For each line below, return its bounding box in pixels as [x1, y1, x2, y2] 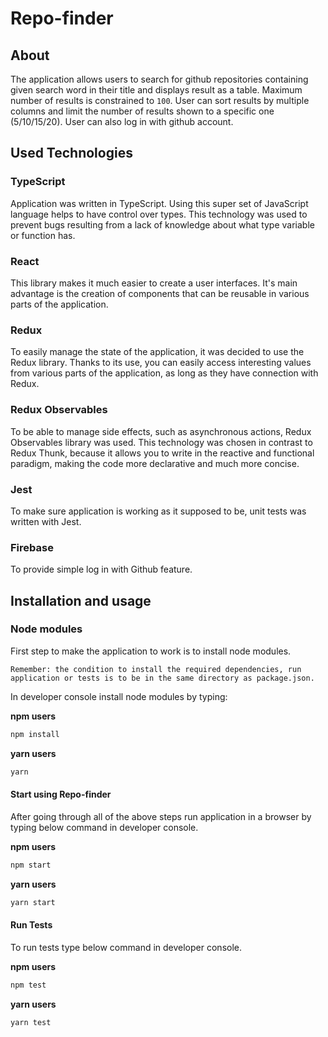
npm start [10, 860, 52, 870]
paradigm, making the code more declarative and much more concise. [10, 457, 300, 469]
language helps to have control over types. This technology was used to [10, 208, 308, 220]
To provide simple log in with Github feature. [10, 563, 193, 576]
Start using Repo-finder [10, 788, 112, 801]
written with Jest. [10, 515, 82, 527]
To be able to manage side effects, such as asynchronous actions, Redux [10, 425, 312, 437]
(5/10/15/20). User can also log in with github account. [10, 116, 234, 127]
